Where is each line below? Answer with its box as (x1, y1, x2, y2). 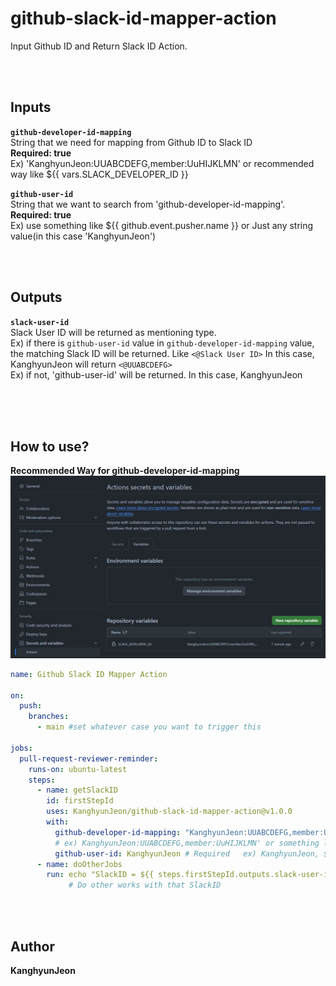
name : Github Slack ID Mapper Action (10, 669, 168, 679)
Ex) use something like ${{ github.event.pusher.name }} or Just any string (10, 219, 314, 231)
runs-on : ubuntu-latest (28, 764, 128, 774)
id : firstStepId (46, 796, 114, 806)
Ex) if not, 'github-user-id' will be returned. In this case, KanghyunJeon (10, 368, 303, 381)
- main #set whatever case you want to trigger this (36, 722, 262, 732)
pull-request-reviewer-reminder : (19, 753, 159, 764)
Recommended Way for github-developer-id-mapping (10, 465, 240, 477)
